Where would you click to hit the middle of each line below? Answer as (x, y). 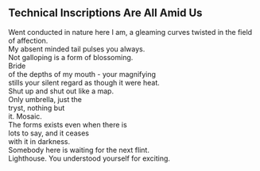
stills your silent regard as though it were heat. (84, 82)
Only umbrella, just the (45, 99)
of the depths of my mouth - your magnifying (82, 74)
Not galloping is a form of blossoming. (71, 57)
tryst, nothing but (37, 108)
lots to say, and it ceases (49, 133)
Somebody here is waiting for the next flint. (79, 150)
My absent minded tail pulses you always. (77, 49)
